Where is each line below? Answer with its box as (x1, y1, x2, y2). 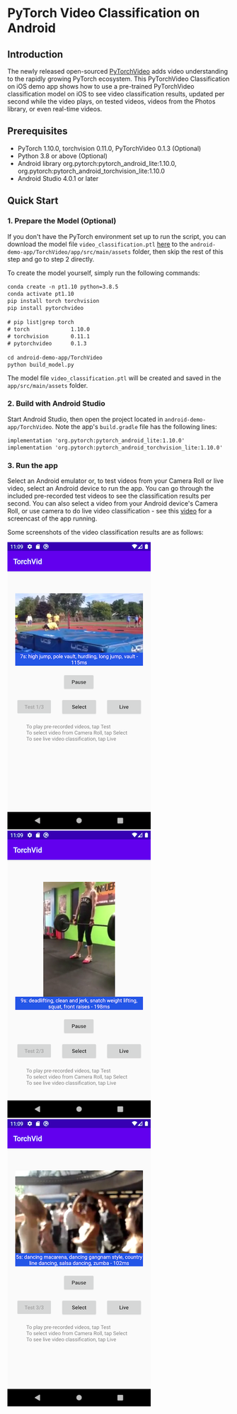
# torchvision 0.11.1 (7, 333, 91, 340)
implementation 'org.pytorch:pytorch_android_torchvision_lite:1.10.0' (7, 444, 223, 451)
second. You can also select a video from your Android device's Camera (7, 499, 218, 508)
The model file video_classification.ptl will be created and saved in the (7, 374, 221, 382)
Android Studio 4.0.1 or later (17, 174, 99, 182)
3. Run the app (7, 460, 58, 470)
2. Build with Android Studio (7, 399, 105, 408)
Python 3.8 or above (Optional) (17, 151, 108, 160)
